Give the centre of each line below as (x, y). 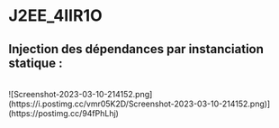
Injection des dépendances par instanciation (136, 49)
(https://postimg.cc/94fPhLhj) (63, 113)
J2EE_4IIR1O (55, 16)
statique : (36, 63)
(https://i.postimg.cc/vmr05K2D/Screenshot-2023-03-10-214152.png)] (139, 104)
